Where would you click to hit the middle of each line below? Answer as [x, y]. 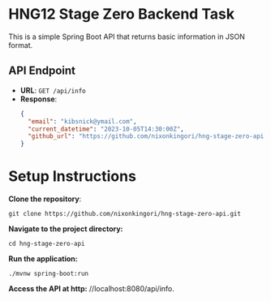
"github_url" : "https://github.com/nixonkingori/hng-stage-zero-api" [148, 136]
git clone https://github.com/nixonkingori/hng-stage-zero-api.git [125, 214]
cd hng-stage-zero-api [47, 244]
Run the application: [43, 259]
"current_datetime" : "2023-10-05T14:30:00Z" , [106, 129]
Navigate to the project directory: [66, 229]
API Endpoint [42, 71]
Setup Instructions [72, 176]
